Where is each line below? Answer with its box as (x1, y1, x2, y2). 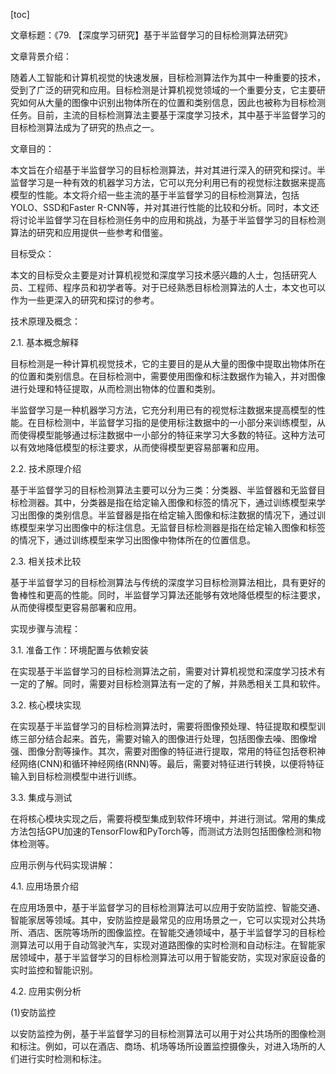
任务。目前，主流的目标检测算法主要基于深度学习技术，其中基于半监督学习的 (10, 109, 326, 121)
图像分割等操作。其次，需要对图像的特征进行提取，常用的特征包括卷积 (27, 745, 317, 757)
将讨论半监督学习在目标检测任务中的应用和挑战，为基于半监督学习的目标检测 (10, 214, 326, 226)
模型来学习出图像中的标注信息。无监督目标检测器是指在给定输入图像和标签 (18, 522, 326, 533)
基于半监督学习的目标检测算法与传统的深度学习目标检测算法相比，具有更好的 (10, 577, 326, 588)
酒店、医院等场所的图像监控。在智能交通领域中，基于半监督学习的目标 (27, 927, 317, 938)
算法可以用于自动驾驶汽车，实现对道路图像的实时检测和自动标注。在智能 (18, 939, 317, 951)
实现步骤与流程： (10, 623, 81, 634)
